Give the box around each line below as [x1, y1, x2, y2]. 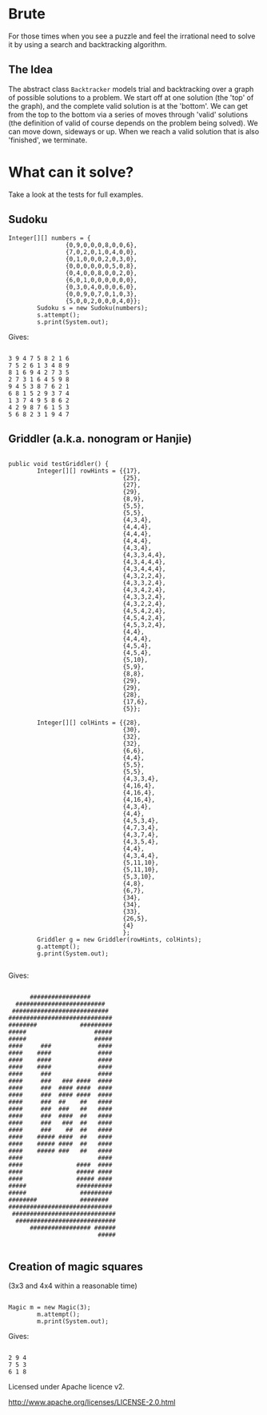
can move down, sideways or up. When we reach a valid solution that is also [8, 126, 260, 136]
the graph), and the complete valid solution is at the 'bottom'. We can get [8, 101, 249, 110]
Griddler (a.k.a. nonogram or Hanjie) [8, 432, 192, 445]
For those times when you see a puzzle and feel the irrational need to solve [8, 31, 256, 41]
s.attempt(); [37, 311, 81, 319]
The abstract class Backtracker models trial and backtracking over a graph [8, 84, 254, 94]
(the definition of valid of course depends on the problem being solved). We [8, 118, 258, 128]
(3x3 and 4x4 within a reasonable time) [8, 1281, 137, 1291]
